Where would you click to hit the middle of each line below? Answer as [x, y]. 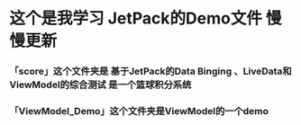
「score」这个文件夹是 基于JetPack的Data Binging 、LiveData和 [150, 71]
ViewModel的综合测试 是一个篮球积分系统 [100, 85]
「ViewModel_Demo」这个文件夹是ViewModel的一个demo [139, 112]
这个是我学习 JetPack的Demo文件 [136, 18]
